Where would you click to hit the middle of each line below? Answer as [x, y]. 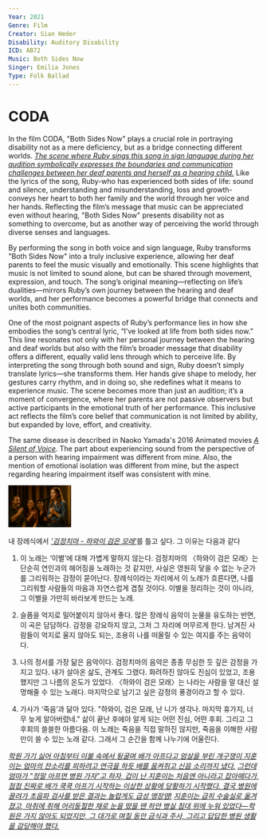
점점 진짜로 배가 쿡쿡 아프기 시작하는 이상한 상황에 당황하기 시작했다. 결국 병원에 [133, 786]
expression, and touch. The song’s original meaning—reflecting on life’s [126, 281]
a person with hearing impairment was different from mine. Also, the [120, 457]
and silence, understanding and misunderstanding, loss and [106, 190]
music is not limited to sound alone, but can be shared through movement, [130, 273]
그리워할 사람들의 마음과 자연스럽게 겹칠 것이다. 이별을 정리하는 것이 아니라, [137, 588]
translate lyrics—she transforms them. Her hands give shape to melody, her [132, 373]
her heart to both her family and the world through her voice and [143, 198]
